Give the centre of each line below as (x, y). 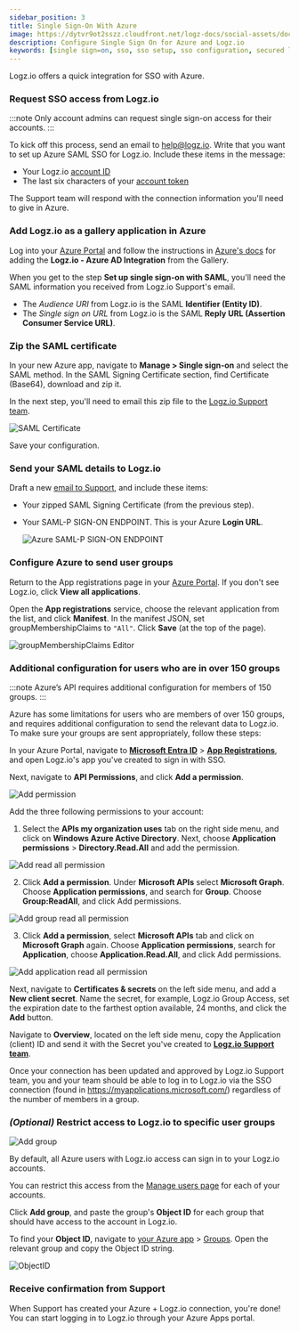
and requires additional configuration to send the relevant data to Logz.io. (144, 723)
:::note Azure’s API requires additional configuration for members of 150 (140, 687)
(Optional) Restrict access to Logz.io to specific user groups (142, 1122)
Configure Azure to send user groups (91, 563)
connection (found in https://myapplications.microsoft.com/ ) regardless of (145, 1089)
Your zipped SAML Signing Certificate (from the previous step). (138, 505)
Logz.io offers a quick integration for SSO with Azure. (107, 76)
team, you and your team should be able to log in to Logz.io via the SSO (141, 1080)
